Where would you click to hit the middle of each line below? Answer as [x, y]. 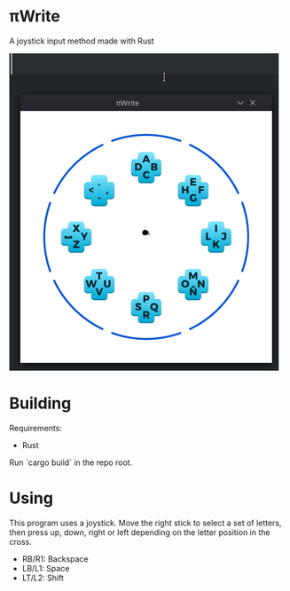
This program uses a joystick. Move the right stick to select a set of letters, [145, 523]
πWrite [35, 16]
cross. [21, 541]
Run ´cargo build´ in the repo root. [71, 462]
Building [40, 403]
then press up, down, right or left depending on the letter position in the [140, 532]
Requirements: [35, 428]
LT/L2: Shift [43, 578]
